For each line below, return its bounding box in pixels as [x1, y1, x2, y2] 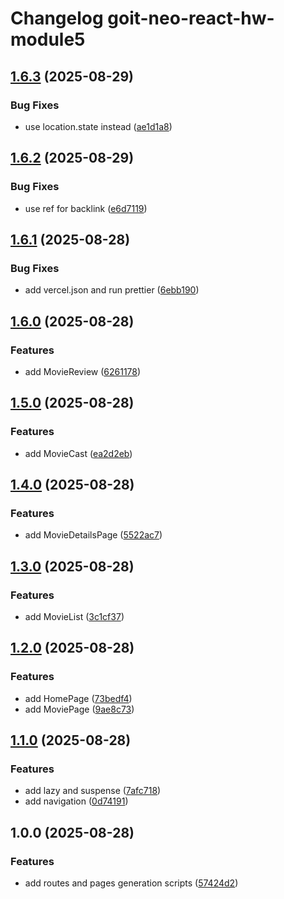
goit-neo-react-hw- [107, 7, 275, 30]
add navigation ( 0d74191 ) [24, 795, 129, 807]
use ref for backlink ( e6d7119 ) [24, 202, 148, 214]
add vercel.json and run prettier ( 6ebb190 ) [24, 284, 200, 296]
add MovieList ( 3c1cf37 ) [24, 611, 125, 622]
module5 [10, 28, 86, 51]
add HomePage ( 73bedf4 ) [24, 692, 133, 704]
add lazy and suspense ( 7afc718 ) [24, 785, 162, 797]
